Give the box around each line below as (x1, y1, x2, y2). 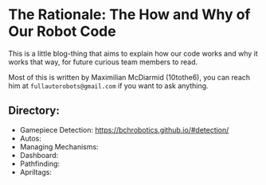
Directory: (8, 104, 60, 118)
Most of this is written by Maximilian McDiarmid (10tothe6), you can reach (8, 72, 251, 82)
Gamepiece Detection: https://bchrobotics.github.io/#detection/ (19, 125, 229, 134)
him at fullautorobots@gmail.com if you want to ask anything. (8, 81, 209, 91)
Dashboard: (19, 150, 59, 160)
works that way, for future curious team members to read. (8, 57, 198, 67)
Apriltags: (19, 167, 52, 176)
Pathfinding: (19, 159, 61, 168)
